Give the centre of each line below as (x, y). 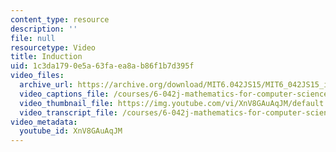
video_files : (37, 76)
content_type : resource (60, 19)
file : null (33, 38)
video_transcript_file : (68, 112)
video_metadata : (44, 122)
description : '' (44, 29)
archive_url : (46, 85)
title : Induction (46, 57)
